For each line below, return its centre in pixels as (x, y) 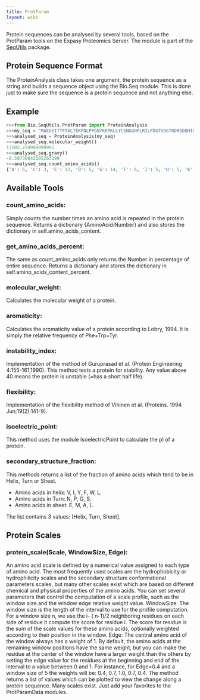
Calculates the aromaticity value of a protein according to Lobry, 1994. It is (97, 329)
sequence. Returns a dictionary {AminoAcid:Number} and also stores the (95, 224)
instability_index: (32, 351)
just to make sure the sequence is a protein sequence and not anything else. (100, 92)
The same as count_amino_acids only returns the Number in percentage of (98, 259)
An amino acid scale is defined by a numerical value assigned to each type (98, 565)
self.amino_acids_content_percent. (49, 272)
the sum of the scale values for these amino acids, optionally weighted (93, 629)
